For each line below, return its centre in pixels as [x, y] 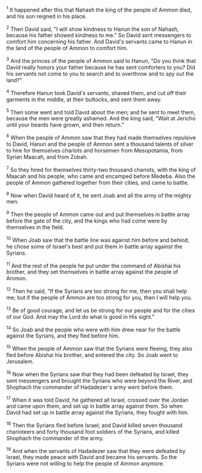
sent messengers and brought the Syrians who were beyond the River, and [99, 380]
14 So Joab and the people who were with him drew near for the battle [93, 329]
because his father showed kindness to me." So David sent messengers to [99, 35]
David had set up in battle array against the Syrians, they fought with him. [98, 413]
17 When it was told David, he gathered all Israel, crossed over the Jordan [97, 399]
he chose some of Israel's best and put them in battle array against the [94, 246]
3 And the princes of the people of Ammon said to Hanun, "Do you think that [101, 60]
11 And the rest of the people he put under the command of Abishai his [94, 265]
